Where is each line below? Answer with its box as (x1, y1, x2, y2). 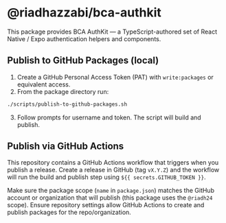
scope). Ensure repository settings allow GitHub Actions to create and (7, 201, 205, 209)
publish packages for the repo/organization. (7, 208, 132, 217)
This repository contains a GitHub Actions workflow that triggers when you (7, 159, 219, 167)
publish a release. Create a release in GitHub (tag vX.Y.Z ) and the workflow (7, 166, 220, 174)
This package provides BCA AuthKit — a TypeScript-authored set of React (7, 27, 218, 36)
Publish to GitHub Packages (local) (7, 55, 159, 67)
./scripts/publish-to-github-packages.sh (7, 101, 128, 108)
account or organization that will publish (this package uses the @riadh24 (7, 193, 213, 202)
